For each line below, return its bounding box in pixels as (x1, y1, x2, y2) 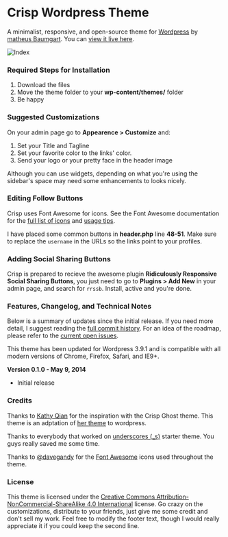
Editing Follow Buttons (7, 193, 84, 203)
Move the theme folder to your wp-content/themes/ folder (16, 88, 183, 97)
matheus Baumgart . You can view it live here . (7, 34, 135, 43)
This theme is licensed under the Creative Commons (7, 492, 155, 501)
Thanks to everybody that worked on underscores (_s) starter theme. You (7, 432, 214, 440)
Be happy (16, 95, 45, 104)
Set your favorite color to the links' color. (16, 149, 132, 157)
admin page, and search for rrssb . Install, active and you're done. (7, 285, 192, 293)
